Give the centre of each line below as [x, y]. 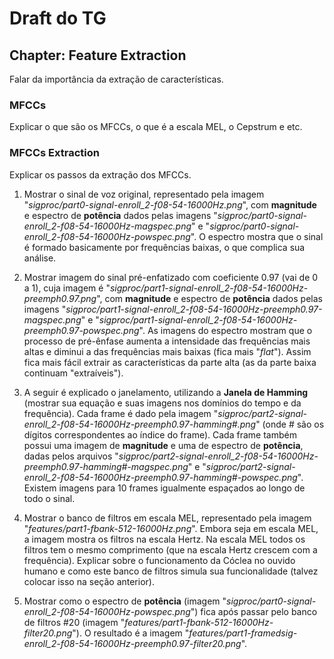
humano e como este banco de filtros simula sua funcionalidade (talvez [171, 571]
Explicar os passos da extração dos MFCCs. [100, 174]
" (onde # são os [290, 424]
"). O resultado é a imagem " [131, 633]
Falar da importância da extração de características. [116, 79]
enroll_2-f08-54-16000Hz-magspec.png [107, 226]
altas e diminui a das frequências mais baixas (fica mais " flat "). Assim [167, 351]
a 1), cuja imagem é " [67, 288]
